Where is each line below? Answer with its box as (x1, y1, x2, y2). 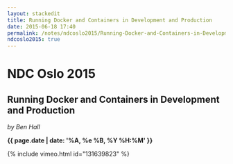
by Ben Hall (7, 123, 40, 131)
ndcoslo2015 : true (7, 36, 60, 43)
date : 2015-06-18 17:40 (7, 23, 76, 30)
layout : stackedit (7, 10, 60, 17)
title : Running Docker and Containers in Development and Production (7, 17, 213, 24)
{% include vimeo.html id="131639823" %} (7, 150, 130, 158)
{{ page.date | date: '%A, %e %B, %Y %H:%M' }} (7, 136, 153, 145)
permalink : (7, 29, 39, 37)
